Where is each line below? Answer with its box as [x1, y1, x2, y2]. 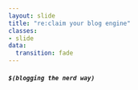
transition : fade [15, 49, 74, 57]
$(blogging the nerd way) [8, 74, 95, 82]
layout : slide [8, 11, 56, 20]
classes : [8, 27, 38, 35]
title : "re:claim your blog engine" [8, 19, 131, 27]
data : [8, 42, 26, 50]
